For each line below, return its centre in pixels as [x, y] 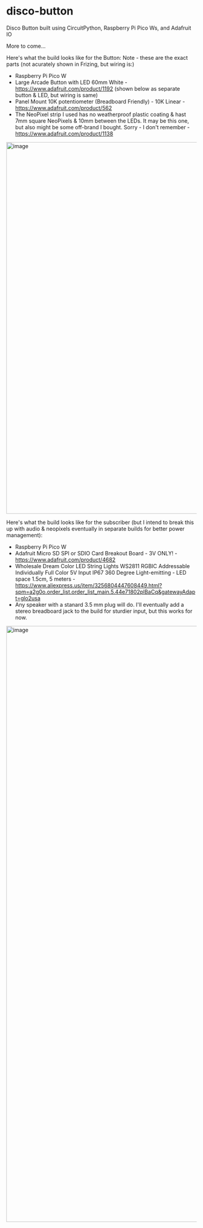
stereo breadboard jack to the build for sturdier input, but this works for [104, 611]
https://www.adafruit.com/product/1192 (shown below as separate [97, 88]
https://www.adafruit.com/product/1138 [64, 134]
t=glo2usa [28, 598]
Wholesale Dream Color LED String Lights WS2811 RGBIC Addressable [102, 566]
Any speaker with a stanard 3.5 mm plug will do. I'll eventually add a [99, 604]
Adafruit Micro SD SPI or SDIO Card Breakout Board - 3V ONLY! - [96, 553]
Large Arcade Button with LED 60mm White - [71, 82]
